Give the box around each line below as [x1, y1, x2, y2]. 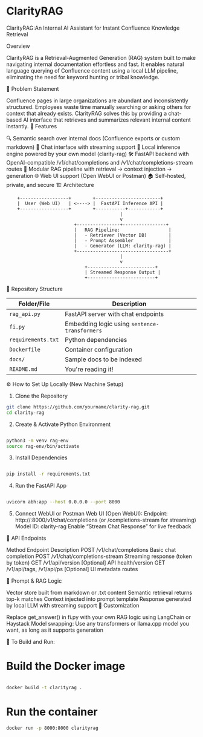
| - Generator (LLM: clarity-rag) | [73, 243, 172, 249]
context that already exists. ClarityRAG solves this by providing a [6, 110, 167, 117]
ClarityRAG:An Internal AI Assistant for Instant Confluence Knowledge [6, 24, 180, 31]
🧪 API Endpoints [6, 534, 47, 542]
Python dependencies [64, 335, 127, 344]
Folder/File [18, 300, 50, 308]
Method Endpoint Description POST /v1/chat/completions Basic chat [6, 546, 176, 554]
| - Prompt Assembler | [73, 237, 172, 243]
